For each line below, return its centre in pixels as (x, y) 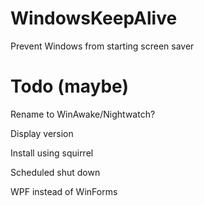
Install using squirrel (52, 153)
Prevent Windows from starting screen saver (102, 46)
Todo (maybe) (69, 86)
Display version (42, 133)
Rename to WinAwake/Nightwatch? (83, 114)
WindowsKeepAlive (94, 18)
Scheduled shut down (55, 172)
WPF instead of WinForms (64, 191)
